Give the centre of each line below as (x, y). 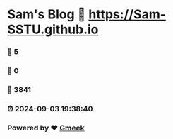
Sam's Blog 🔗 (47, 15)
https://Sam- (127, 15)
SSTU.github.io (53, 29)
